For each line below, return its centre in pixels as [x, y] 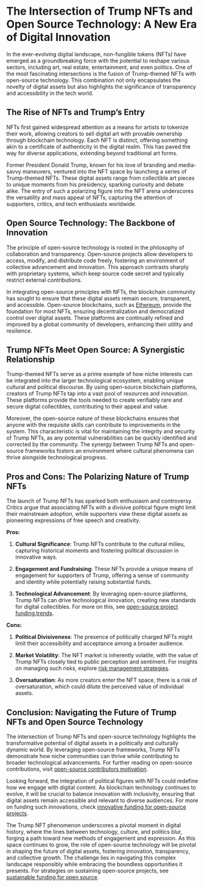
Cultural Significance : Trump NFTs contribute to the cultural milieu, [100, 544]
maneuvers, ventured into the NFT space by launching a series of [104, 171]
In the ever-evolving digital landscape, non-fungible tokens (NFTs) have [97, 54]
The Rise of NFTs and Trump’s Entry [76, 112]
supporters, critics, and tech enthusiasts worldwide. [72, 204]
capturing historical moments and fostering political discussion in [97, 551]
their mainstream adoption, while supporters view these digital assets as [97, 514]
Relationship [31, 359]
